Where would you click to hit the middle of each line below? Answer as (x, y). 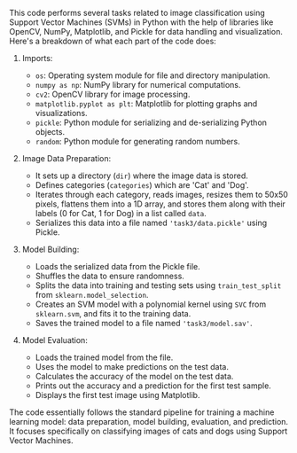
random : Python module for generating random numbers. (138, 141)
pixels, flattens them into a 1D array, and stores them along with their (160, 204)
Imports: (37, 58)
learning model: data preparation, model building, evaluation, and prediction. (149, 422)
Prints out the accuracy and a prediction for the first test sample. (153, 386)
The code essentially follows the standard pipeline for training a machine (142, 412)
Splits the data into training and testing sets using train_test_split (158, 285)
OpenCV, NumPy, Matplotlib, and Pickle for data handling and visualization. (146, 31)
